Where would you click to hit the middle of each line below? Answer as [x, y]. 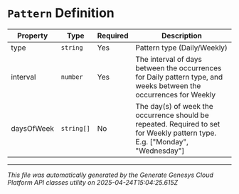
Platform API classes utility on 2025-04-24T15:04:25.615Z [93, 182]
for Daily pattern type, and [179, 77]
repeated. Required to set [177, 124]
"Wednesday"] [160, 151]
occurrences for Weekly [175, 95]
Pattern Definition [61, 13]
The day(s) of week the [174, 106]
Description [182, 36]
